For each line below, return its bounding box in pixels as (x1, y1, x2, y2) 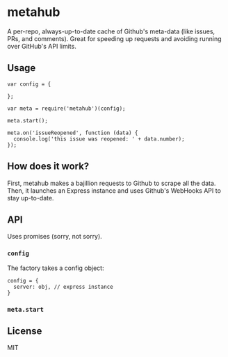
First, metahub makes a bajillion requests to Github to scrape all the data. (7, 179, 216, 187)
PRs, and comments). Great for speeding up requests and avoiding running (7, 34, 222, 42)
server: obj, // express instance (13, 283, 113, 290)
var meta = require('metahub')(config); (7, 105, 127, 112)
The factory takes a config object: (7, 264, 104, 272)
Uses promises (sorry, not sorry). (7, 232, 102, 241)
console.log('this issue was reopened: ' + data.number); (13, 135, 186, 143)
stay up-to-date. (7, 193, 54, 202)
